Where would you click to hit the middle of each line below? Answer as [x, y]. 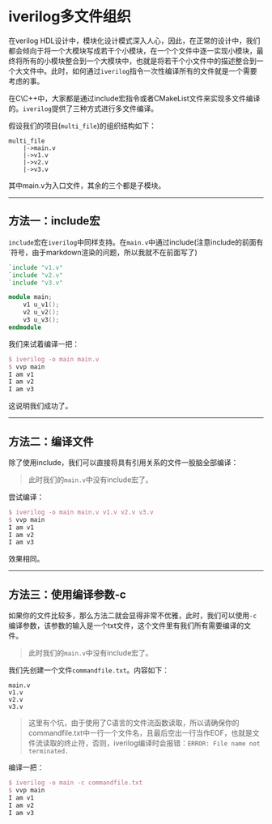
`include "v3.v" [36, 283]
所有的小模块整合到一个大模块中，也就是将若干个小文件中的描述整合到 [139, 61]
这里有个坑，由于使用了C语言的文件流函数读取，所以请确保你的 [134, 723]
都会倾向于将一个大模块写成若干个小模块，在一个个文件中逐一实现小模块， [132, 50]
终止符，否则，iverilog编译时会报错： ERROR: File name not [162, 743]
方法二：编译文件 [51, 441]
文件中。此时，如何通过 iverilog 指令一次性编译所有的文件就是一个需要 [140, 70]
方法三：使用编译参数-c [68, 594]
